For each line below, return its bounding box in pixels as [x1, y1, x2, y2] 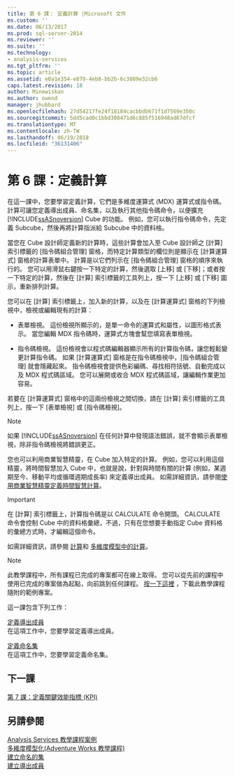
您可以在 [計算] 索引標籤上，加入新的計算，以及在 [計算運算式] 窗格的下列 [7, 297, 220, 305]
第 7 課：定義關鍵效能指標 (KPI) [7, 693, 98, 701]
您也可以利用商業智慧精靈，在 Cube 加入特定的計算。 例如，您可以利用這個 [7, 455, 225, 464]
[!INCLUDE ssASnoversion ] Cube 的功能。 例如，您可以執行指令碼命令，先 [7, 215, 220, 223]
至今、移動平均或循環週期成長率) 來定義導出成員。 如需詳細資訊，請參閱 [13, 473, 222, 481]
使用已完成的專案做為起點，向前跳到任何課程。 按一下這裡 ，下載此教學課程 [7, 579, 225, 588]
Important [7, 495, 36, 504]
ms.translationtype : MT [7, 120, 77, 128]
